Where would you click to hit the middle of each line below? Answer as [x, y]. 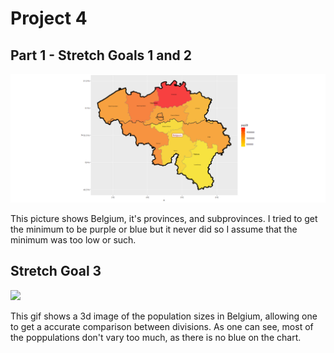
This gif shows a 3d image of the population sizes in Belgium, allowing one [164, 316]
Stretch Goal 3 [56, 271]
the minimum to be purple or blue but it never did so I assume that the [154, 229]
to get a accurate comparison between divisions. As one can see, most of [162, 326]
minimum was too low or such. [73, 239]
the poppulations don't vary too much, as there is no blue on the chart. [156, 337]
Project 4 [49, 18]
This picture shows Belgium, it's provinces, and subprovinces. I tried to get [164, 218]
